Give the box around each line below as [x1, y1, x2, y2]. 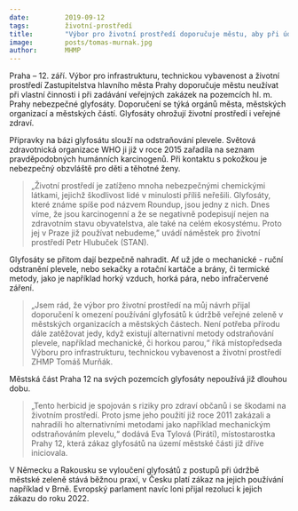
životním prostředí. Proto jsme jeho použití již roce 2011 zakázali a [30, 410, 271, 420]
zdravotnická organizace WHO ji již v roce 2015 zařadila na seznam [9, 144, 255, 156]
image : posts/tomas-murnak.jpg [9, 37, 153, 47]
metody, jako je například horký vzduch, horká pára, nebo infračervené [9, 273, 269, 284]
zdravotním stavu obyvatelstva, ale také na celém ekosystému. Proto [30, 219, 282, 229]
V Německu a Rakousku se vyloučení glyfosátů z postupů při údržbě [9, 465, 260, 475]
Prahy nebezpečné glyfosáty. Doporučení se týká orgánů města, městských [9, 99, 286, 109]
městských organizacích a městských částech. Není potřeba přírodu [30, 319, 281, 330]
